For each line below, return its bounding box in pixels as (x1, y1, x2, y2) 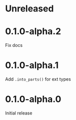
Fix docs (5, 42, 23, 48)
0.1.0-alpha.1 (5, 60, 59, 71)
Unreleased (5, 3, 54, 14)
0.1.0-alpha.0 (5, 94, 62, 105)
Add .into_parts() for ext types (5, 76, 71, 82)
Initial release (5, 110, 32, 116)
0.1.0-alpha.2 (5, 26, 61, 37)
